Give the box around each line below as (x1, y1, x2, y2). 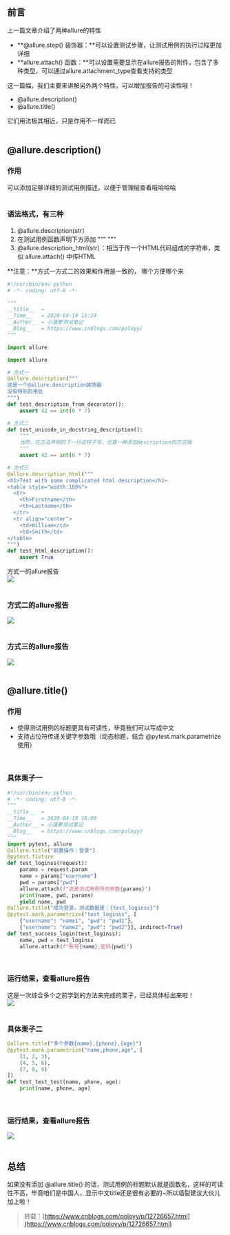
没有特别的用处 (7, 388, 43, 395)
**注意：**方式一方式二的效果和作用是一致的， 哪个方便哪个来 (7, 267, 184, 275)
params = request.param (19, 866, 88, 873)
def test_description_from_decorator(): (7, 400, 125, 408)
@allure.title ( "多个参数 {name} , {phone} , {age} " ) (7, 1040, 143, 1048)
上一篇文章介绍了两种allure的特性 (7, 26, 102, 34)
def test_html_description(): (7, 547, 94, 555)
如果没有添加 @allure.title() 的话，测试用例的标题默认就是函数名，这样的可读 (7, 1181, 224, 1189)
